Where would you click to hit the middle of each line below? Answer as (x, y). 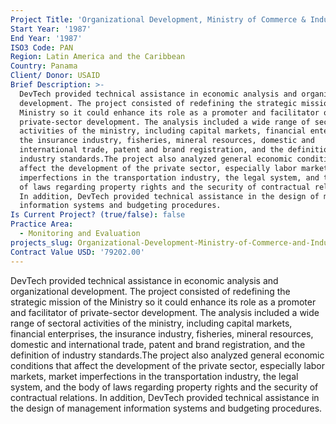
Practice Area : (42, 224)
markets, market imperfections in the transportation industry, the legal (154, 376)
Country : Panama (44, 66)
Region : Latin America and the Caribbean (98, 57)
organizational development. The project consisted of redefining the (150, 291)
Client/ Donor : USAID (55, 76)
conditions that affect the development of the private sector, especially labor (168, 365)
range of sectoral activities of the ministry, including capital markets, (151, 323)
